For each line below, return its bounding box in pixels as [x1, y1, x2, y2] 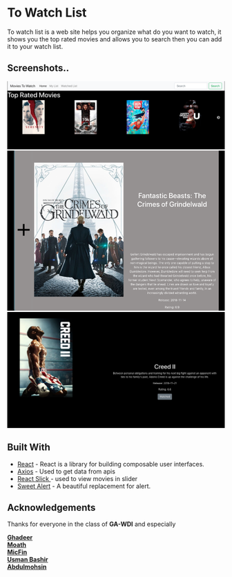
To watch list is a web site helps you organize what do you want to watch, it [7, 28, 222, 36]
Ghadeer [7, 534, 33, 542]
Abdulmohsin [7, 563, 47, 571]
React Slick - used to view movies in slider [17, 474, 138, 482]
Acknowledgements [7, 502, 96, 514]
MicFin [7, 548, 28, 556]
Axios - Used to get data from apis [17, 467, 116, 476]
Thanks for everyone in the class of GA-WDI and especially [7, 520, 176, 529]
